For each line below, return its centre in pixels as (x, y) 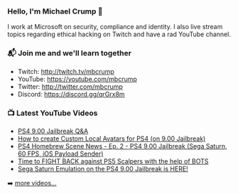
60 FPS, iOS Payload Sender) (60, 153)
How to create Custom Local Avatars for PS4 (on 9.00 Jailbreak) (112, 139)
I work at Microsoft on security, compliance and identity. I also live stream (115, 27)
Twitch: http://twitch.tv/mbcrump (66, 71)
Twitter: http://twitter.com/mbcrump (70, 86)
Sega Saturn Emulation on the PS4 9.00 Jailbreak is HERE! (103, 168)
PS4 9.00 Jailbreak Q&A (53, 131)
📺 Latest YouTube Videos (53, 113)
